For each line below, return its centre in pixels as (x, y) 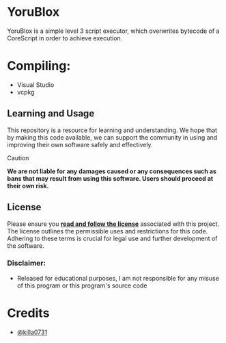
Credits (28, 313)
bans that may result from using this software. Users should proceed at (110, 178)
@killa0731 (32, 332)
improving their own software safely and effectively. (80, 144)
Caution (18, 157)
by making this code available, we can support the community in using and (112, 137)
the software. (26, 245)
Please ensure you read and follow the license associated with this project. (113, 224)
